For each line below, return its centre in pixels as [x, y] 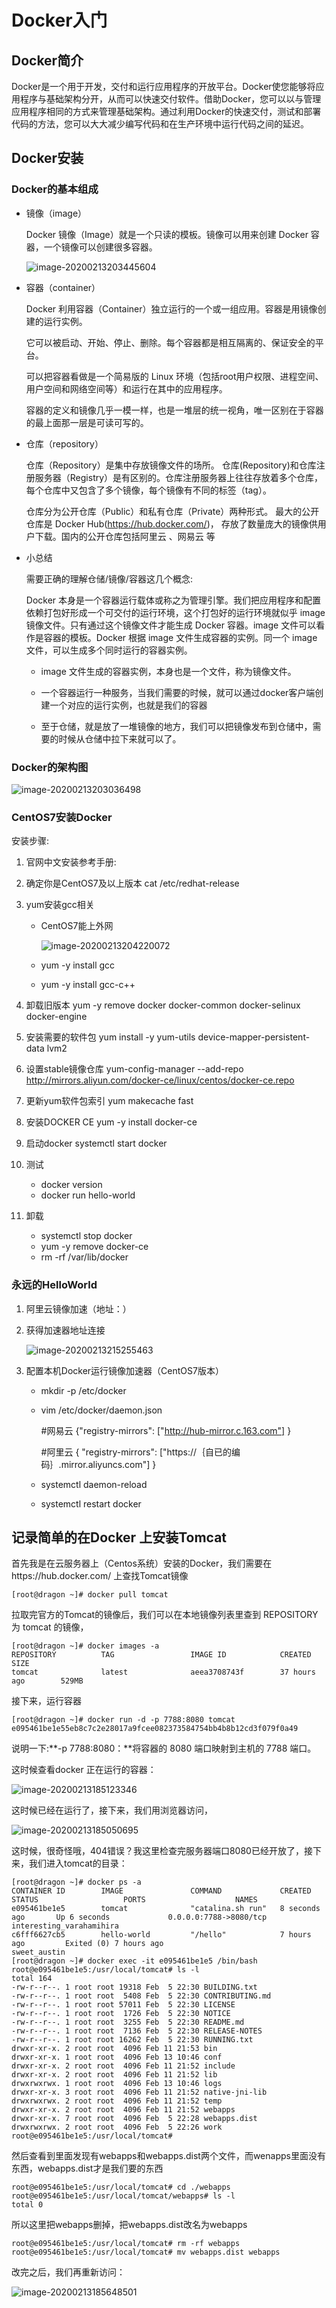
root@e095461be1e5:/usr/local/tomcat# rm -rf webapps [126, 2244]
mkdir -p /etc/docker [83, 1390]
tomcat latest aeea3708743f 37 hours [163, 1672]
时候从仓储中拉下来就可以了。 [120, 738]
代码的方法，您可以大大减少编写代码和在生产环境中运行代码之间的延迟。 [160, 124]
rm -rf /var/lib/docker [84, 1257]
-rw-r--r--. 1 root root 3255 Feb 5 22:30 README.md [128, 2022]
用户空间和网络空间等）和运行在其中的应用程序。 [126, 388]
